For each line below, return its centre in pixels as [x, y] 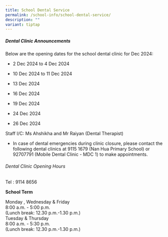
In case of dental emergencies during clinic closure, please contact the [88, 143]
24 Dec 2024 [27, 114]
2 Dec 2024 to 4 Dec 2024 [41, 64]
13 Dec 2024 [26, 84]
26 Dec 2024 [27, 123]
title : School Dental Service [38, 10]
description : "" [23, 20]
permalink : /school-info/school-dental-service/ [58, 15]
